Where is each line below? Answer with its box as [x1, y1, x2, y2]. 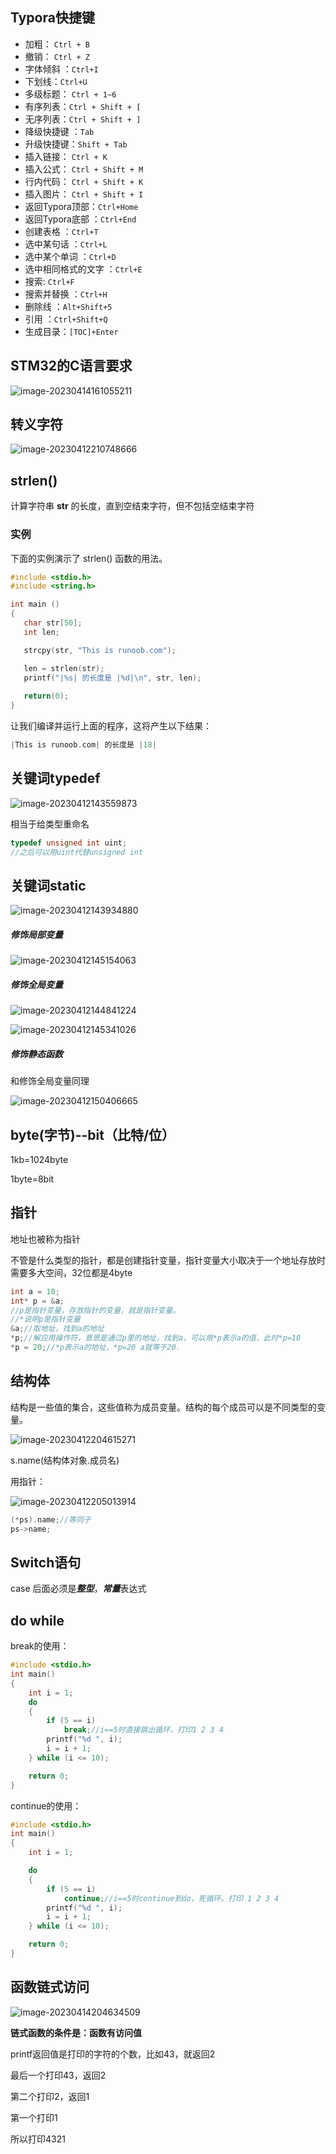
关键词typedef [10, 770, 101, 787]
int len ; [23, 627, 60, 637]
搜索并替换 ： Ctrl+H [24, 288, 108, 300]
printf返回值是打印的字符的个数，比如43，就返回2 [10, 2048, 216, 2060]
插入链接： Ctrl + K [24, 150, 108, 162]
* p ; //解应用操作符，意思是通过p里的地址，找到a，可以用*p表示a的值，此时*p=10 [10, 1333, 302, 1343]
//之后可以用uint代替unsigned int [10, 847, 144, 857]
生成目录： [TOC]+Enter [24, 325, 119, 337]
